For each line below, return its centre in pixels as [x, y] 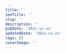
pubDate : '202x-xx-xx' [29, 29]
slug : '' [14, 19]
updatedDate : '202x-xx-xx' [34, 33]
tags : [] [14, 38]
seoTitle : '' [19, 15]
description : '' [22, 24]
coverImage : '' [21, 43]
